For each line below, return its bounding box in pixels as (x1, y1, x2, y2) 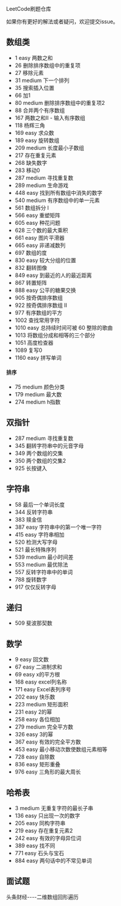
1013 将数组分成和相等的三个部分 (14, 332, 95, 339)
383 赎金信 (14, 516, 42, 523)
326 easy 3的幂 (14, 731, 54, 738)
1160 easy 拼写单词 (14, 354, 61, 361)
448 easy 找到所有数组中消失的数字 (14, 189, 103, 196)
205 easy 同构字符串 (14, 820, 66, 827)
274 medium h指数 (14, 398, 61, 406)
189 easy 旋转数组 (14, 137, 60, 144)
